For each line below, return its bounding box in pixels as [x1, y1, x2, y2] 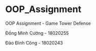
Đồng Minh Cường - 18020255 [5, 30, 69, 36]
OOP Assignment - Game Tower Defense [5, 20, 91, 26]
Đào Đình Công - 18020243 [5, 39, 63, 46]
